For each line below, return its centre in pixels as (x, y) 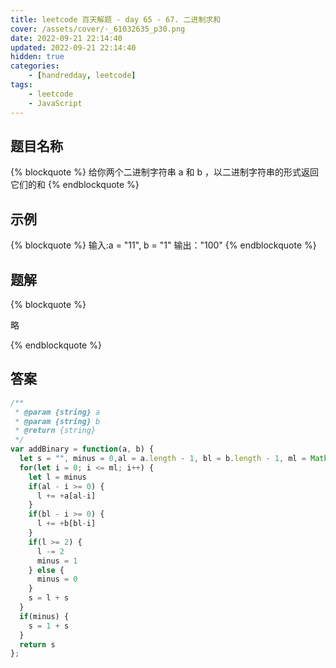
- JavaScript (55, 103)
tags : (21, 85)
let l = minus (57, 477)
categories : (35, 66)
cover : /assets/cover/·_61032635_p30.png (98, 29)
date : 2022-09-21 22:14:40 (66, 38)
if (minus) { (44, 616)
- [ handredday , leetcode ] (82, 76)
